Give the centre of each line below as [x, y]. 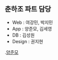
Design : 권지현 [28, 41]
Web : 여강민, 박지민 [32, 22]
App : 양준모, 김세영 [32, 28]
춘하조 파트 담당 [28, 9]
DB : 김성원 [23, 35]
